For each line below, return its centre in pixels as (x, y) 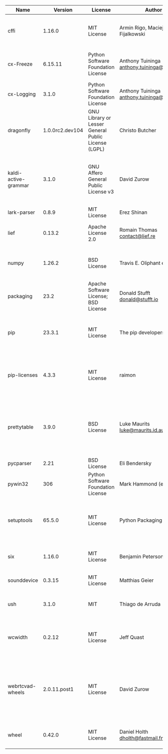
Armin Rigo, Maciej (141, 28)
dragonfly (19, 130)
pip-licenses (23, 375)
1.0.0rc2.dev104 (63, 130)
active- (16, 179)
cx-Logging (22, 94)
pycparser (20, 463)
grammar (18, 185)
